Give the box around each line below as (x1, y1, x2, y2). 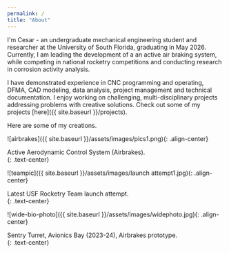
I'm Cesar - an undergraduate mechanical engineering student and (7, 35, 197, 44)
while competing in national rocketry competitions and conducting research (7, 57, 222, 66)
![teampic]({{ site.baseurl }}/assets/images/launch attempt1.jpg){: (7, 169, 193, 177)
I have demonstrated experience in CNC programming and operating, (7, 78, 204, 86)
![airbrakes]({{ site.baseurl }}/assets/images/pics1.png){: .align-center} (7, 134, 209, 142)
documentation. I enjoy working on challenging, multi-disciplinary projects (7, 93, 218, 101)
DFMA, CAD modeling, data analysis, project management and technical (7, 86, 212, 94)
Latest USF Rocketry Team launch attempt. (7, 189, 129, 198)
